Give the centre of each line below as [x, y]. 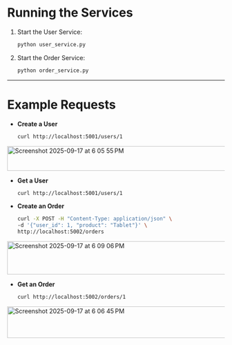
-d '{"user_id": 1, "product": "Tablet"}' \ [82, 225]
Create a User [37, 124]
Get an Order [36, 284]
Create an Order [40, 206]
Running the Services [70, 13]
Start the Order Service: [51, 57]
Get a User [32, 180]
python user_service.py [51, 44]
